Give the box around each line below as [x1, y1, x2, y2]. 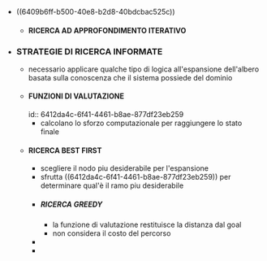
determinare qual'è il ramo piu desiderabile [40, 181, 184, 190]
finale [40, 127, 59, 137]
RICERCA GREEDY [40, 199, 103, 209]
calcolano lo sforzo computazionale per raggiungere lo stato [40, 118, 243, 128]
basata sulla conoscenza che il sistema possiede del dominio [28, 72, 233, 82]
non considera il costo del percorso [52, 228, 171, 238]
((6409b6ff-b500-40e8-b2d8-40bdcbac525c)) [15, 7, 176, 16]
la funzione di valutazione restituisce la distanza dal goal [52, 220, 242, 230]
